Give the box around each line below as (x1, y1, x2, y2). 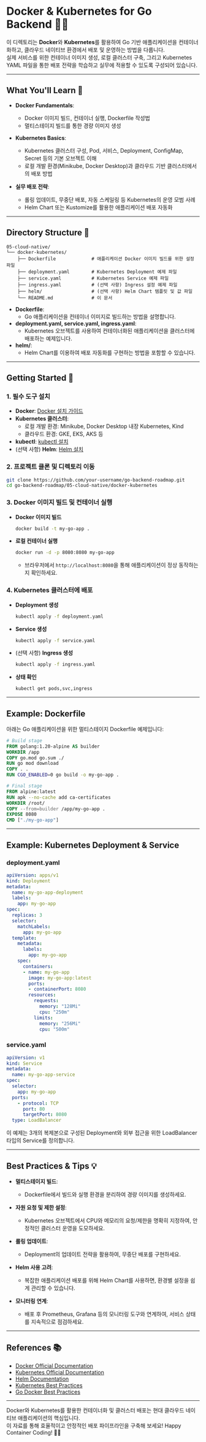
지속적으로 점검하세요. (31, 1318, 84, 1325)
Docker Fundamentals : (15, 101, 75, 109)
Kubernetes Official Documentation (15, 1368, 104, 1376)
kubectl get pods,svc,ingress (15, 686, 93, 692)
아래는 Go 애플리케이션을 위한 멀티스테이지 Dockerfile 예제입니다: (6, 725, 164, 732)
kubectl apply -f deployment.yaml (15, 613, 104, 619)
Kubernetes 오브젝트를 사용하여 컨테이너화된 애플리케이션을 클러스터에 (24, 327, 195, 334)
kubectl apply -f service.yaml (15, 637, 96, 643)
